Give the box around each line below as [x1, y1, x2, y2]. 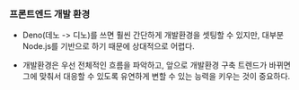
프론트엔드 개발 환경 [9, 7, 91, 20]
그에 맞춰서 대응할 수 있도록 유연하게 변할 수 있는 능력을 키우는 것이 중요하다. [22, 71, 291, 82]
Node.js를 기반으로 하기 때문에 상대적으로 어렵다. [22, 41, 195, 52]
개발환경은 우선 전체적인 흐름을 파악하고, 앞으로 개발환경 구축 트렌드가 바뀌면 [22, 60, 292, 70]
